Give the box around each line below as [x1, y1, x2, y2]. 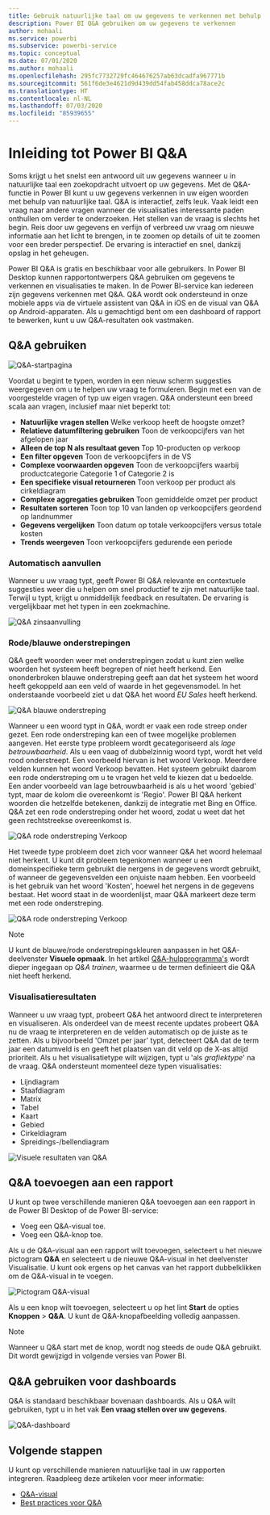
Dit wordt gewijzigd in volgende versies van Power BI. [8, 1351, 187, 1361]
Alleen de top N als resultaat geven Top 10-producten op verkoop [19, 443, 241, 452]
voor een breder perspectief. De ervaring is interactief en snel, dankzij [8, 239, 242, 249]
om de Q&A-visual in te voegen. [8, 1271, 114, 1281]
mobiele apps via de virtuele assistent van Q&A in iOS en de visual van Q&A [8, 298, 260, 308]
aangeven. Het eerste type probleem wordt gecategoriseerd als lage [8, 738, 236, 748]
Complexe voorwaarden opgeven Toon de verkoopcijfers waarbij [19, 460, 239, 469]
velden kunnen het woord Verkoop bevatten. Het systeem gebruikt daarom [8, 764, 256, 774]
